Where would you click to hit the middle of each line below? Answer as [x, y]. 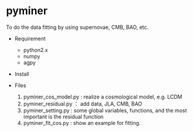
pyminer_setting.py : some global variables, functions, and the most [105, 110]
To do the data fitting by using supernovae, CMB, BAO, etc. [77, 27]
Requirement [30, 38]
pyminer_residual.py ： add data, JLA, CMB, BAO [83, 104]
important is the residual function [63, 117]
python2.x [35, 50]
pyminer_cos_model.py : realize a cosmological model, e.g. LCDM [103, 97]
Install [22, 74]
